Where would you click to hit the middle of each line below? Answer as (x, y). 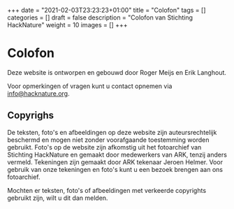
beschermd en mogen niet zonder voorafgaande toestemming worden (108, 140)
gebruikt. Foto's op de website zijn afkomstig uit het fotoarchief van (104, 147)
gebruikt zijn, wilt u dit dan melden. (58, 198)
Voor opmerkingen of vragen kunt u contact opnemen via (90, 86)
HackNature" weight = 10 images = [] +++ (67, 25)
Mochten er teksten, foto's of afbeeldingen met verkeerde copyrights (107, 190)
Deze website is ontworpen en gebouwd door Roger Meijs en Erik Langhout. (117, 72)
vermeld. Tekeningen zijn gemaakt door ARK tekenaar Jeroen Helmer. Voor (115, 162)
